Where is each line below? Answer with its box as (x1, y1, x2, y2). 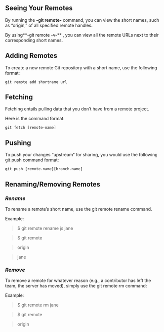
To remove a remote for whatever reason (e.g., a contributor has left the (5, 278, 151, 284)
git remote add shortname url (5, 79, 68, 85)
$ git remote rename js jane (17, 225, 73, 231)
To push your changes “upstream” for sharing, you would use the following (5, 152, 158, 158)
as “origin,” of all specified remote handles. (5, 22, 93, 28)
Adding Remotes (5, 51, 58, 60)
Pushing (5, 139, 31, 147)
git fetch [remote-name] (5, 125, 56, 130)
